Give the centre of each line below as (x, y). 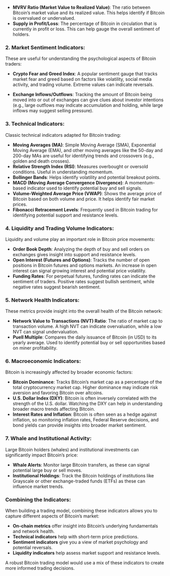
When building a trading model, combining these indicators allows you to (81, 511)
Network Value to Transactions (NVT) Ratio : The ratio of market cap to (88, 321)
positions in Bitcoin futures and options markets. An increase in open (84, 265)
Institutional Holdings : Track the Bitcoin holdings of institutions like (83, 475)
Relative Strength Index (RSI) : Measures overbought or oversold (80, 166)
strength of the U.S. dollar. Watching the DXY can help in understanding (88, 404)
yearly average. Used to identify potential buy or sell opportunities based (89, 343)
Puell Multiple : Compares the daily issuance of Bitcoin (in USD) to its (84, 337)
